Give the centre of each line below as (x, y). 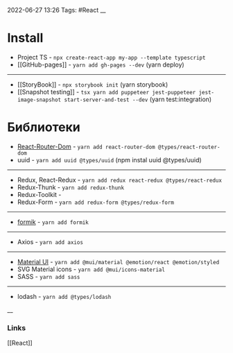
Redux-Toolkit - (39, 194)
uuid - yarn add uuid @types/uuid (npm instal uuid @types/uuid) (110, 160)
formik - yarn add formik (53, 222)
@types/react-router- (189, 147)
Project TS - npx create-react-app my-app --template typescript (111, 57)
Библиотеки (44, 127)
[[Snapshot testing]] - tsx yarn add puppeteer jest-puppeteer (106, 92)
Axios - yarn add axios (50, 241)
